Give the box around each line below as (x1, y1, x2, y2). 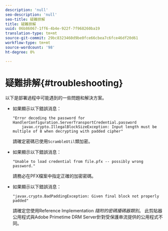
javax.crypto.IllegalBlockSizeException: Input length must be (22, 125, 157, 130)
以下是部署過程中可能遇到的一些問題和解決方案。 (5, 95, 107, 101)
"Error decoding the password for (12, 115, 85, 121)
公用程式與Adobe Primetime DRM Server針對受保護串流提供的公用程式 (12, 214, 158, 220)
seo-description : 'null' (5, 12, 57, 17)
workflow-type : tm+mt (5, 40, 51, 45)
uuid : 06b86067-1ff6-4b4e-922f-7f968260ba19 (5, 26, 100, 31)
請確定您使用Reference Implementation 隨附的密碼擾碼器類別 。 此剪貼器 (12, 208, 162, 214)
